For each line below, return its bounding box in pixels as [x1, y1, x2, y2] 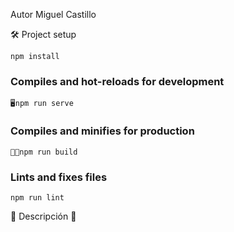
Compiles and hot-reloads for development [10, 74, 225, 88]
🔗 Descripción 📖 [10, 210, 77, 222]
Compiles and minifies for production [10, 124, 195, 138]
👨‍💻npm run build [10, 147, 78, 157]
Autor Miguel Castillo [10, 9, 97, 20]
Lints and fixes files [10, 170, 108, 184]
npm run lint [10, 192, 65, 203]
